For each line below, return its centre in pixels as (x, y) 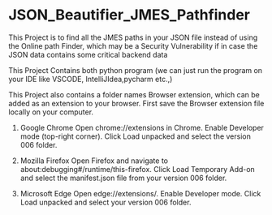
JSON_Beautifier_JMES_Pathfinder (129, 15)
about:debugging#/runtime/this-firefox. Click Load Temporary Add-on (138, 169)
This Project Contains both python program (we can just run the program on (135, 70)
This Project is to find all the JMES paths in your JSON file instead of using (133, 37)
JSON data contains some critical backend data (88, 54)
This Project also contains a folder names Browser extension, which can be (134, 94)
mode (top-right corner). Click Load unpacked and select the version (136, 136)
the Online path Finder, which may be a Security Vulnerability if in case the (133, 45)
